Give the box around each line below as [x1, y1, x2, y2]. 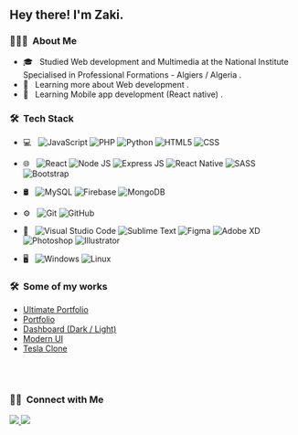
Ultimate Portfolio [22, 304, 89, 315]
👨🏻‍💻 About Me [9, 35, 78, 48]
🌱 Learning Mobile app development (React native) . [22, 89, 224, 100]
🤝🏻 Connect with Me [9, 393, 104, 406]
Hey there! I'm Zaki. [9, 7, 124, 23]
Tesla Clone [22, 343, 68, 355]
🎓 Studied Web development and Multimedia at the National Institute [22, 56, 290, 67]
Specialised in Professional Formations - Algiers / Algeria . [22, 69, 242, 80]
